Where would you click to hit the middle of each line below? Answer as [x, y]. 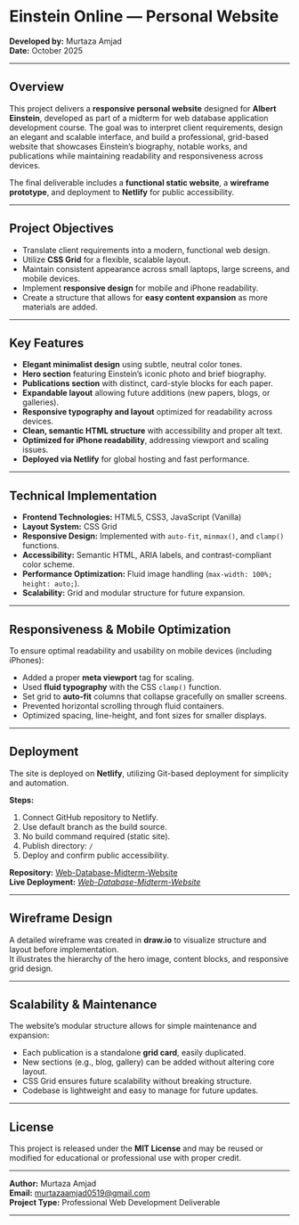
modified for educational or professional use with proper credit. [125, 1158]
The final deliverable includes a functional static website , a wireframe [139, 182]
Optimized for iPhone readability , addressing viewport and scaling [145, 440]
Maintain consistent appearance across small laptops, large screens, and [156, 268]
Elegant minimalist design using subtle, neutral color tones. [132, 365]
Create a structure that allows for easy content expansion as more [145, 297]
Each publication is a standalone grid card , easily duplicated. [134, 1053]
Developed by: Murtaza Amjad [66, 41]
